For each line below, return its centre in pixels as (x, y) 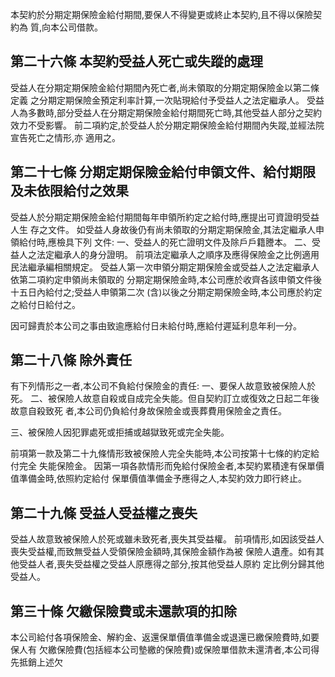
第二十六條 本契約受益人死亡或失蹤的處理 (136, 61)
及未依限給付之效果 (69, 191)
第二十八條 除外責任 (71, 360)
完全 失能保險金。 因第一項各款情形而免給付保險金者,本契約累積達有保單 (167, 466)
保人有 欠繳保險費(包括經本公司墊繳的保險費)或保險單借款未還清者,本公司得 (165, 650)
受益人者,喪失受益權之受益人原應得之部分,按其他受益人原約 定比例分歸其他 (171, 564)
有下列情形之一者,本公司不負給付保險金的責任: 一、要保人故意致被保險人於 (163, 386)
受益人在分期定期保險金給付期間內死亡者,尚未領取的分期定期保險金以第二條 (165, 87)
